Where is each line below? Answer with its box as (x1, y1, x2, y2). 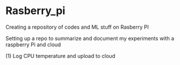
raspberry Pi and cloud (5, 41, 61, 48)
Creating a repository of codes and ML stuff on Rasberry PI (5, 23, 149, 30)
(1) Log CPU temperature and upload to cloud (5, 52, 116, 59)
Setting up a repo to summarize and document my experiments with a (5, 35, 175, 42)
